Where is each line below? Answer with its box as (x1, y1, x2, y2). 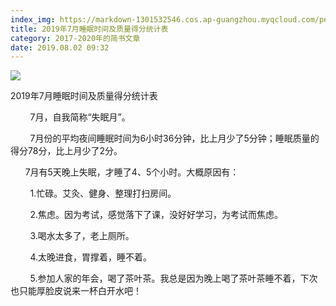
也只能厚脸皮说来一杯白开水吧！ (10, 285, 142, 297)
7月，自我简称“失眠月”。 (29, 111, 131, 123)
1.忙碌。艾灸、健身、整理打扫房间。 (29, 187, 177, 200)
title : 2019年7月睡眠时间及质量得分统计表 (10, 24, 169, 34)
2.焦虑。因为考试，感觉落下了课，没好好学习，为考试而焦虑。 (29, 209, 284, 221)
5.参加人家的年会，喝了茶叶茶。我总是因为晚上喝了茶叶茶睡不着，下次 (29, 272, 318, 285)
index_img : (10, 14, 56, 25)
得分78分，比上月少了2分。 (10, 145, 123, 157)
